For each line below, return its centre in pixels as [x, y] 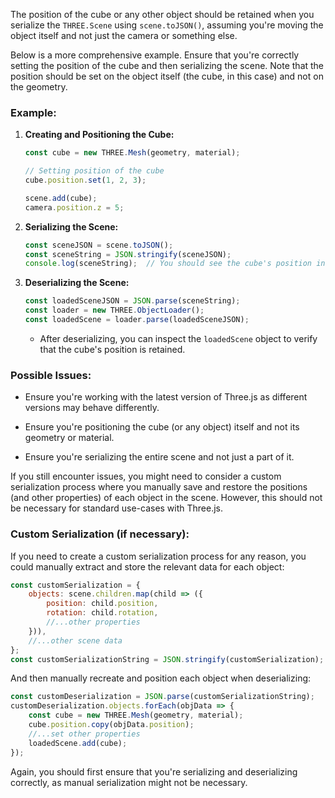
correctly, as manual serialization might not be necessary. [129, 782]
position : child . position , [102, 604]
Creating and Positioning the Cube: [99, 135]
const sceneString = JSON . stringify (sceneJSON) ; [128, 254]
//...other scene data [75, 640]
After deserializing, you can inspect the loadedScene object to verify [178, 338]
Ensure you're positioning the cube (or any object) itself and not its [162, 427]
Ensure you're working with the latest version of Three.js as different [166, 397]
